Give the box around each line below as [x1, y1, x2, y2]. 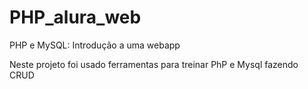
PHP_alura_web [9, 6, 142, 29]
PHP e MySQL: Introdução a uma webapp [9, 39, 181, 51]
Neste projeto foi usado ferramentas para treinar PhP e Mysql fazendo [9, 58, 299, 70]
